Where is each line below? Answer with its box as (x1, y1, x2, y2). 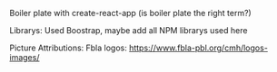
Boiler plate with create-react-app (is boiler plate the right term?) (9, 8, 252, 18)
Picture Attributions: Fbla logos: (9, 42, 127, 53)
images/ (9, 52, 40, 62)
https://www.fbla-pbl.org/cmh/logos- (128, 42, 268, 53)
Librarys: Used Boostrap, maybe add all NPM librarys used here (9, 25, 248, 35)
